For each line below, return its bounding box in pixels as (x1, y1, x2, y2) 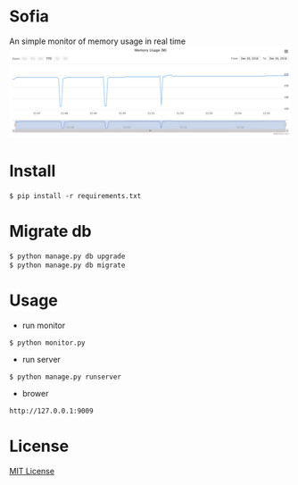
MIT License (9, 465, 55, 476)
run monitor (21, 320, 65, 330)
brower (21, 388, 49, 398)
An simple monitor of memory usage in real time (9, 36, 186, 46)
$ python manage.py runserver (9, 372, 122, 381)
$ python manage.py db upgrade (9, 252, 126, 261)
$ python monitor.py (9, 338, 87, 347)
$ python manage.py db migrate (9, 261, 126, 270)
